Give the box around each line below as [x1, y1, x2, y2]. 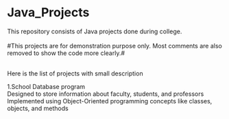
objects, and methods [7, 104, 69, 112]
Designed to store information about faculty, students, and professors [7, 90, 204, 98]
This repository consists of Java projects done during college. [7, 27, 182, 35]
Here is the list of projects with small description [7, 69, 143, 78]
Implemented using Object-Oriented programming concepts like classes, [7, 97, 213, 105]
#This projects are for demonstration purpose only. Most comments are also [7, 41, 223, 50]
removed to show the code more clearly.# [7, 49, 125, 57]
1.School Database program [7, 82, 86, 90]
